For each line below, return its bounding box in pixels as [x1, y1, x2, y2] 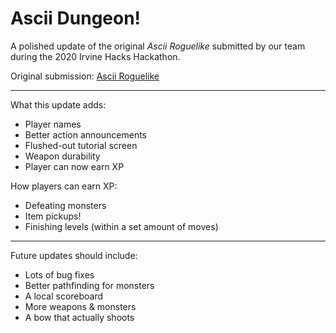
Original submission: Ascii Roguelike [10, 70, 160, 82]
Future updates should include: [10, 249, 138, 261]
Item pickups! [24, 210, 82, 222]
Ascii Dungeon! [10, 7, 142, 30]
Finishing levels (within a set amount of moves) [24, 220, 219, 232]
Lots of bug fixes [24, 268, 95, 281]
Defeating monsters [24, 199, 107, 211]
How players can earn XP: [10, 180, 118, 192]
